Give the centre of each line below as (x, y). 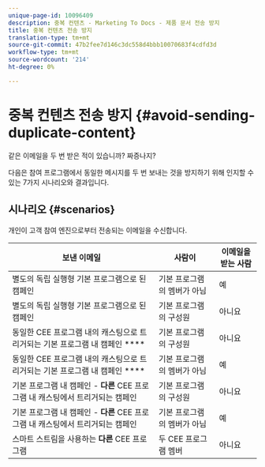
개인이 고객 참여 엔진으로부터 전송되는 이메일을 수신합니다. (98, 230)
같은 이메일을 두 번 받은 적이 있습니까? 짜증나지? (82, 156)
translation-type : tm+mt (49, 38)
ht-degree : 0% (32, 67)
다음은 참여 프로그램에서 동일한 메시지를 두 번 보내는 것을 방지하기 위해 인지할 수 (131, 172)
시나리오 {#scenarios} (62, 210)
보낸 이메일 (81, 258)
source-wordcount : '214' (49, 60)
